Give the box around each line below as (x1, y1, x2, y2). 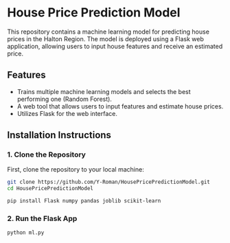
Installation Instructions (7, 129, 112, 141)
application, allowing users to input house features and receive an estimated (7, 42, 223, 50)
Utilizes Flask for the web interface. (16, 109, 118, 117)
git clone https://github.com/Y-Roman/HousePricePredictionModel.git (7, 178, 211, 186)
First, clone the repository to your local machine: (7, 165, 144, 174)
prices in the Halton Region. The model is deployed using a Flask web (7, 34, 204, 43)
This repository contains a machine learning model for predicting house (7, 27, 209, 36)
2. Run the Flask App (7, 213, 78, 223)
